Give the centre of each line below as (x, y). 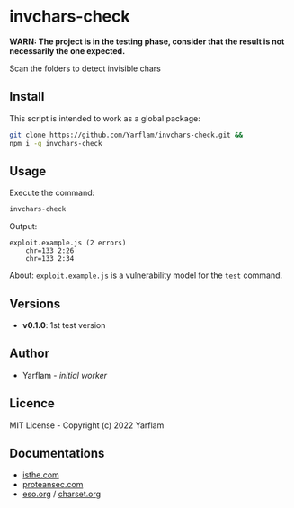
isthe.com (41, 475)
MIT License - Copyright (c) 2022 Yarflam (87, 425)
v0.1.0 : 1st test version (64, 325)
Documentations (57, 454)
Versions (35, 303)
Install (27, 97)
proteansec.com (53, 485)
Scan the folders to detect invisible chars (85, 68)
